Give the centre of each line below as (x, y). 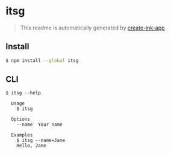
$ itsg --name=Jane (41, 140)
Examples (22, 135)
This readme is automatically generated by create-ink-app (92, 28)
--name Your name (39, 125)
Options (21, 119)
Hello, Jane (31, 146)
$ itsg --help (23, 93)
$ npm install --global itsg (42, 60)
